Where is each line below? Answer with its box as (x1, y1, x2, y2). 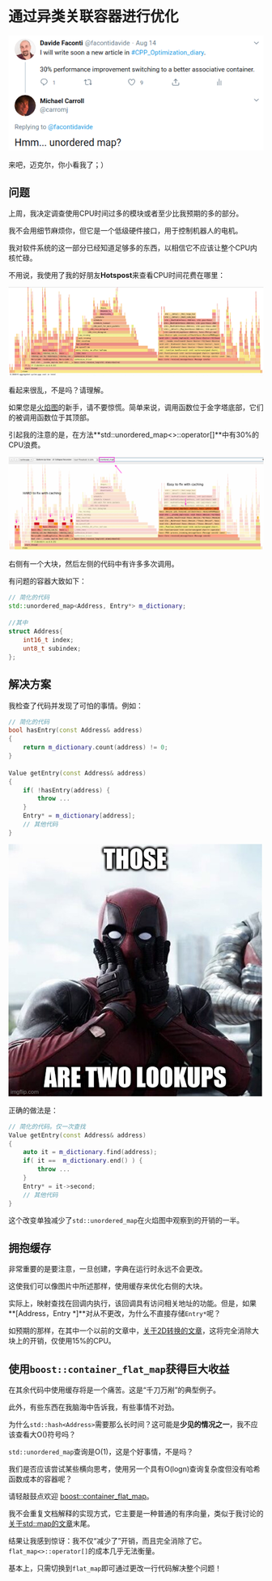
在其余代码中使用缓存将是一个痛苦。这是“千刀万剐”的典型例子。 (8, 1385, 221, 1395)
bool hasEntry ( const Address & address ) (8, 726, 143, 734)
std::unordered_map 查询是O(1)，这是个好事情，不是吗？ (8, 1447, 194, 1457)
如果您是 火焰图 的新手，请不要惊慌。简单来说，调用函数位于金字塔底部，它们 (8, 403, 264, 412)
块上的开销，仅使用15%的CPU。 (8, 1336, 116, 1346)
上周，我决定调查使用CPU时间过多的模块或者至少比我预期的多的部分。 (8, 208, 244, 219)
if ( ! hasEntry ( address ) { (23, 786, 111, 794)
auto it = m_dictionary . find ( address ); (23, 1148, 158, 1156)
